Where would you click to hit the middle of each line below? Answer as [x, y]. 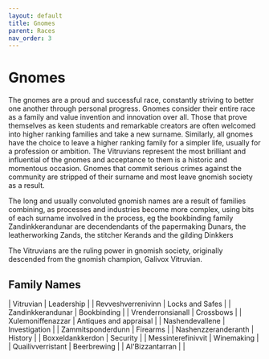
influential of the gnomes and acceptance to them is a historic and [118, 160]
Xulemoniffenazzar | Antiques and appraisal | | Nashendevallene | [117, 321]
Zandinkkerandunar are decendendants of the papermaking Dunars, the [127, 226]
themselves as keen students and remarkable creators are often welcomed [132, 126]
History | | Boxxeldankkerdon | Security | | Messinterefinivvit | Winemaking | [134, 338]
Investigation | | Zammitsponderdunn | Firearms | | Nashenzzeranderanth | [131, 329]
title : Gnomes [32, 23]
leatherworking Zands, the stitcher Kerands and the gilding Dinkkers [121, 235]
